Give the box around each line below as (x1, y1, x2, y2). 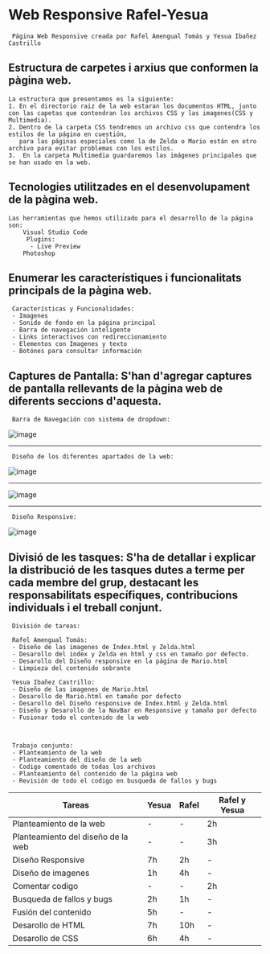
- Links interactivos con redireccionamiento (11, 333, 167, 341)
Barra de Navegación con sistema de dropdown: (11, 416, 171, 424)
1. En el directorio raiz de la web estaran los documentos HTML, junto (8, 102, 257, 110)
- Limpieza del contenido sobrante (11, 664, 131, 672)
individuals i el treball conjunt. (8, 601, 162, 615)
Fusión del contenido (12, 907, 92, 918)
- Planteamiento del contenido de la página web (11, 770, 178, 778)
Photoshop (22, 249, 56, 257)
